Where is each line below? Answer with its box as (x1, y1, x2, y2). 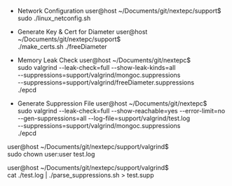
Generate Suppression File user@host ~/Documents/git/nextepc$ (17, 99, 207, 108)
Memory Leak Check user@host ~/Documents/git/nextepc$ (17, 56, 191, 64)
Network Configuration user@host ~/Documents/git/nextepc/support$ (17, 7, 222, 15)
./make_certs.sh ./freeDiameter (17, 43, 107, 50)
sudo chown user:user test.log (7, 150, 95, 158)
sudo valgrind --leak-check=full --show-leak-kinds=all (17, 64, 176, 71)
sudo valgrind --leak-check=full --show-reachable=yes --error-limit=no (17, 107, 226, 115)
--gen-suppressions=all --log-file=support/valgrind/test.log (17, 114, 191, 122)
